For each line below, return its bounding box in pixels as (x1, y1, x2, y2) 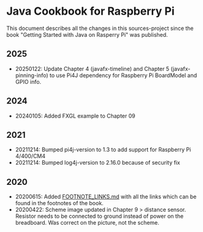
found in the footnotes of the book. (15, 200, 104, 207)
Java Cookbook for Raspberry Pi (6, 4, 175, 18)
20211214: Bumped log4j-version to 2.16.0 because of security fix (15, 159, 180, 167)
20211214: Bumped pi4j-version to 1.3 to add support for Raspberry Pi (15, 146, 191, 154)
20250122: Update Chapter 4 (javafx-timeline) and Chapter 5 (15, 65, 170, 72)
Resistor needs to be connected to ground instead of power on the (15, 212, 184, 220)
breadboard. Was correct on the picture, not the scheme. (15, 219, 159, 226)
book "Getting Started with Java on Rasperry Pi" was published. (6, 31, 168, 38)
